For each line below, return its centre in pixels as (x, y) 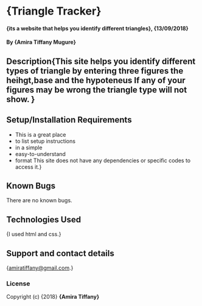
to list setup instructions (45, 141)
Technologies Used (44, 219)
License (18, 284)
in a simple (29, 148)
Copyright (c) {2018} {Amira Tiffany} (53, 297)
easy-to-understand (40, 154)
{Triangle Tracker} (54, 11)
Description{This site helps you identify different (101, 61)
